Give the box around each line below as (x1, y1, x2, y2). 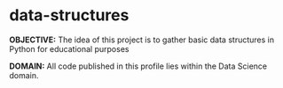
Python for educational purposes (9, 43, 130, 54)
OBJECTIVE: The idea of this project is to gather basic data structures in (9, 34, 275, 45)
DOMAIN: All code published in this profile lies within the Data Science (9, 61, 268, 71)
